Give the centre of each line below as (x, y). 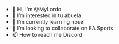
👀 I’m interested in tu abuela (46, 15)
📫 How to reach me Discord (47, 35)
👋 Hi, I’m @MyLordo (37, 9)
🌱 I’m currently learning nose (48, 22)
